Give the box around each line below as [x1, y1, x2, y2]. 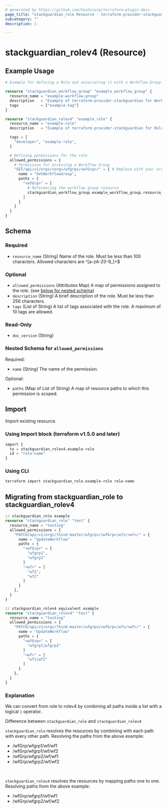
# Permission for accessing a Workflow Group [14, 162, 110, 167]
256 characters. [12, 298, 45, 304]
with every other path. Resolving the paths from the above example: [5, 733, 144, 739]
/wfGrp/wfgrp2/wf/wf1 [12, 753, 59, 759]
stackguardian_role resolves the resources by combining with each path [5, 728, 154, 734]
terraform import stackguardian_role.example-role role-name [5, 479, 135, 484]
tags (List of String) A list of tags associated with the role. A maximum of [12, 303, 161, 309]
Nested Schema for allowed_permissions [5, 345, 103, 352]
